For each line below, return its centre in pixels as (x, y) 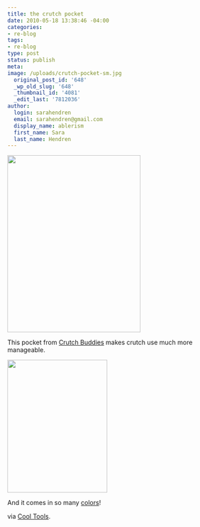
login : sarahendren (43, 113)
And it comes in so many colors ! (54, 503)
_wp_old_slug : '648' (44, 86)
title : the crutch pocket (45, 14)
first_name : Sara (39, 132)
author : (19, 106)
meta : (15, 67)
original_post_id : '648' (50, 80)
